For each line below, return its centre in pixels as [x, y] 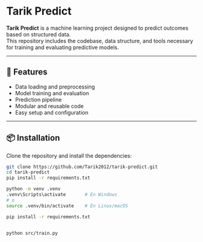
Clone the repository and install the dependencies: [69, 155]
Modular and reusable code [49, 106]
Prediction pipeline [38, 99]
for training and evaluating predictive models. [63, 47]
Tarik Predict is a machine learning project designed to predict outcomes [97, 28]
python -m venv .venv [34, 189]
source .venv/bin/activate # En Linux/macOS [67, 206]
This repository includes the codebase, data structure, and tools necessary [100, 41]
